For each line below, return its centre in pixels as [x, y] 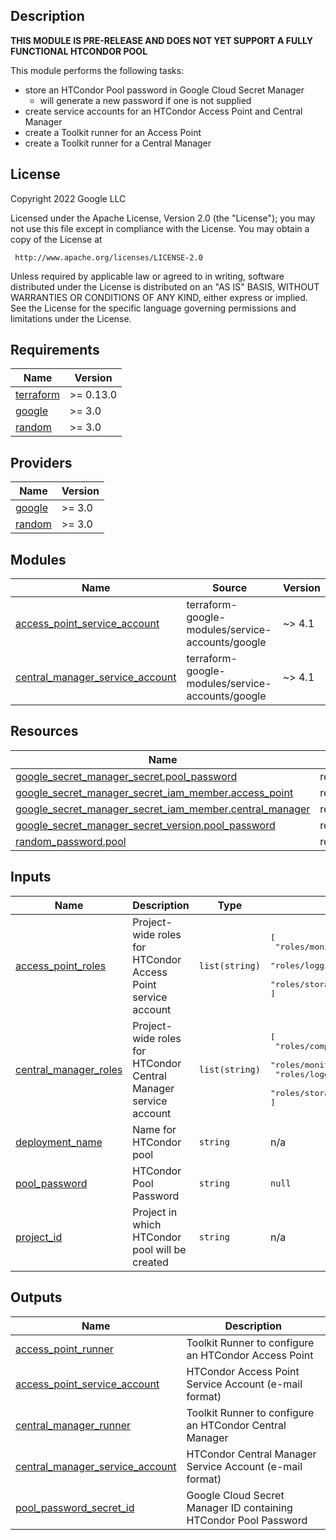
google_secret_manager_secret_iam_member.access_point [154, 792]
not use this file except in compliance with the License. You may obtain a [160, 228]
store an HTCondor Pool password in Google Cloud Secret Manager [164, 90]
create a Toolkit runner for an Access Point [113, 132]
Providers [41, 462]
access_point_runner [64, 1349]
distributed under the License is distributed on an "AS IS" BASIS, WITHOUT [165, 286]
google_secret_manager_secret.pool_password [126, 776]
